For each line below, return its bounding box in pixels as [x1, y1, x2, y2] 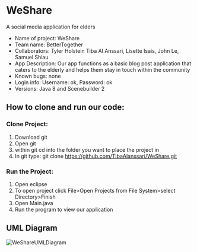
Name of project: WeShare [14, 34, 80, 42]
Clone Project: [6, 120, 49, 128]
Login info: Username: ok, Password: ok [14, 78, 113, 86]
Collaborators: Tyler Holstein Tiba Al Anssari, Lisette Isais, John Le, [14, 47, 179, 54]
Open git [14, 140, 37, 147]
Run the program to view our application [14, 206, 113, 213]
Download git [14, 133, 47, 141]
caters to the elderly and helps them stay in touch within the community [14, 66, 190, 73]
